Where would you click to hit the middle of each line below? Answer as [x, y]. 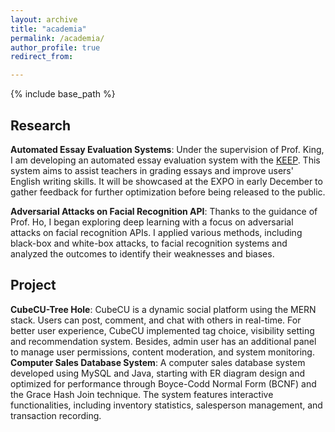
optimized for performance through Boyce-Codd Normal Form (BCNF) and [163, 383]
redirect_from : [42, 57]
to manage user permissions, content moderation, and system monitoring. [162, 352]
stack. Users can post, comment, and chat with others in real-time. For [156, 320]
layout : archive [44, 19]
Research [41, 125]
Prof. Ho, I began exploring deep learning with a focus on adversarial [152, 222]
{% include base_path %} [63, 94]
